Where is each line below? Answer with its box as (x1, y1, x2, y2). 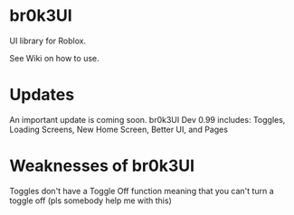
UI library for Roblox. (9, 35, 87, 46)
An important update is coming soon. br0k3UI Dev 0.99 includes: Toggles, (9, 114, 286, 125)
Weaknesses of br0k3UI (9, 155, 195, 176)
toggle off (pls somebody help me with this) (9, 195, 172, 206)
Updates (9, 85, 75, 105)
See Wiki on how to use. (9, 52, 100, 63)
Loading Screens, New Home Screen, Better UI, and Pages (9, 124, 229, 135)
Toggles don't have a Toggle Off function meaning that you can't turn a (9, 185, 274, 196)
